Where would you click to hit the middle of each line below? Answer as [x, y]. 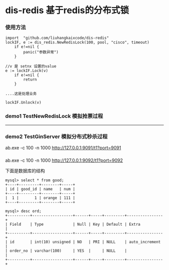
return [30, 80]
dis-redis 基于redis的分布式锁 [67, 10]
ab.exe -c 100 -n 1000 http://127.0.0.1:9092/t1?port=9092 [64, 160]
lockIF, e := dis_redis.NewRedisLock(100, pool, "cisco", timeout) [77, 43]
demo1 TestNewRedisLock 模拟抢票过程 [54, 116]
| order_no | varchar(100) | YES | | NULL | [66, 251]
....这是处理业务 [21, 94]
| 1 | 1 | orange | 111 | [40, 198]
